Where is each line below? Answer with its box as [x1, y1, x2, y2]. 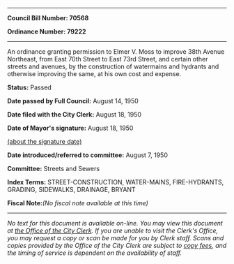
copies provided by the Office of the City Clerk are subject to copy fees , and [7, 242, 227, 249]
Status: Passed [7, 83, 52, 91]
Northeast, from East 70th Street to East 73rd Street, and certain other [7, 55, 208, 63]
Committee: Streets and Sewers [7, 165, 100, 173]
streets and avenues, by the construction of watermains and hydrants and [7, 62, 219, 71]
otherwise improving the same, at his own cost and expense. [7, 70, 182, 78]
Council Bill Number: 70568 [7, 14, 89, 22]
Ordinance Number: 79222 [7, 27, 86, 36]
